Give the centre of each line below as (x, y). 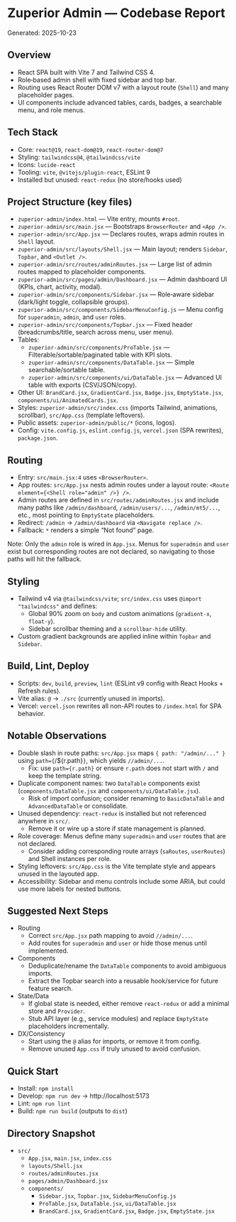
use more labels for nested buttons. (69, 889)
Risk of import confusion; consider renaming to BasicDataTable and (126, 798)
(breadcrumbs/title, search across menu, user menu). (96, 332)
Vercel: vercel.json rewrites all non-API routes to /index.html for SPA (119, 705)
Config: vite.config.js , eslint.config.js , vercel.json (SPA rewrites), (120, 431)
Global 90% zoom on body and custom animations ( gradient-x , (120, 613)
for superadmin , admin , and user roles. (72, 317)
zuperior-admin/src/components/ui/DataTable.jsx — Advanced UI (125, 377)
